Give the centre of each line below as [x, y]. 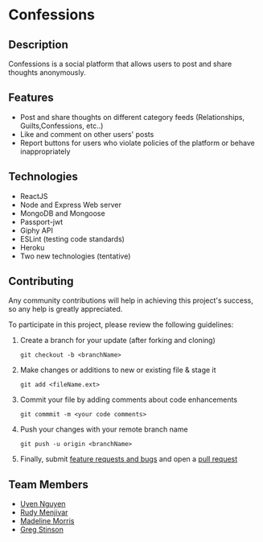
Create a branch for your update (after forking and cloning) [117, 341]
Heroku [32, 247]
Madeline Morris [47, 521]
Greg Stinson [42, 530]
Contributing [41, 281]
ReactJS [34, 196]
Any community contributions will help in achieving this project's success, [131, 300]
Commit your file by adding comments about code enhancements [129, 399]
